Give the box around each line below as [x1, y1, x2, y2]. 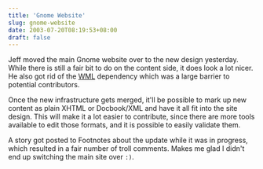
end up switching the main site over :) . [8, 152, 135, 162]
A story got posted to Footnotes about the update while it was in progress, [8, 135, 249, 145]
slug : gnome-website [8, 19, 76, 27]
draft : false [8, 33, 51, 42]
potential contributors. [8, 80, 80, 90]
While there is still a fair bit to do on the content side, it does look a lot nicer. [8, 64, 254, 73]
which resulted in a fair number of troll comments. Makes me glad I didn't [8, 144, 245, 153]
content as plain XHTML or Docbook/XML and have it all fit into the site [8, 104, 238, 113]
